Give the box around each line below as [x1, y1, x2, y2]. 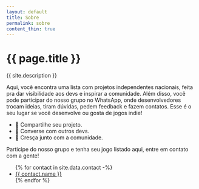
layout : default [6, 8, 47, 15]
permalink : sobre [6, 20, 50, 26]
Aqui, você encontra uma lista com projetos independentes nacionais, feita [6, 84, 193, 91]
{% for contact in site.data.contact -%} [15, 164, 113, 171]
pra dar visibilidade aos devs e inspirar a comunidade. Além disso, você [6, 90, 186, 98]
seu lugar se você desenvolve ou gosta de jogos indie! [6, 110, 143, 117]
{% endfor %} [15, 177, 50, 184]
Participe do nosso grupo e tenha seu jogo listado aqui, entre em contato [6, 146, 189, 153]
